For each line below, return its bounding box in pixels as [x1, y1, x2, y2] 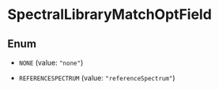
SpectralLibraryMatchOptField [7, 6, 213, 24]
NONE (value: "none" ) [18, 58, 84, 67]
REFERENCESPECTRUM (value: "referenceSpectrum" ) [18, 73, 176, 82]
